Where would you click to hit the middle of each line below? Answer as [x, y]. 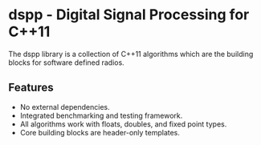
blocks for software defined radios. [66, 62]
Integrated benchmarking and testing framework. [101, 115]
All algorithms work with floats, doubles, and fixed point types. [123, 124]
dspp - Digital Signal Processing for [129, 15]
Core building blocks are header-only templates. [100, 132]
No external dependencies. [65, 107]
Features [31, 88]
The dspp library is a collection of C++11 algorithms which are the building [131, 54]
